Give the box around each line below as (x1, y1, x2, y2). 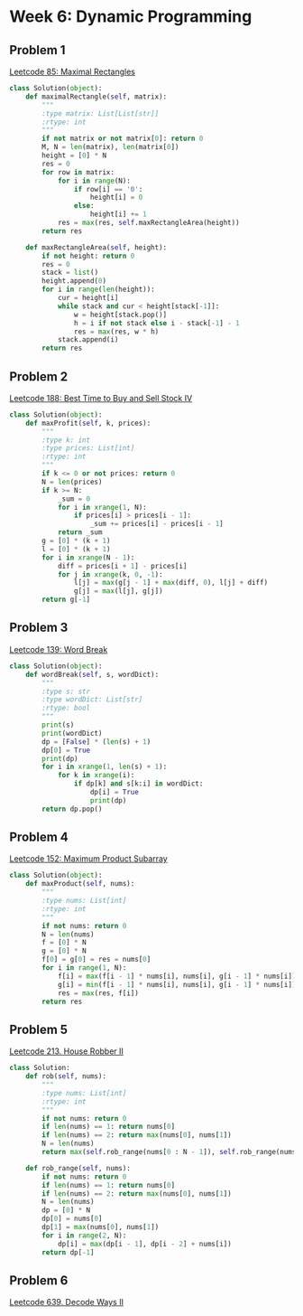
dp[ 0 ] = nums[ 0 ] (41, 1214, 103, 1224)
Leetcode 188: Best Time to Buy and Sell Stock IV (9, 392, 193, 403)
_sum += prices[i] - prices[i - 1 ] (89, 520, 224, 529)
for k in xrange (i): (57, 771, 135, 780)
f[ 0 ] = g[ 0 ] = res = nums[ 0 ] (41, 955, 151, 964)
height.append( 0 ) (41, 277, 106, 286)
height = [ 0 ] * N (41, 151, 106, 160)
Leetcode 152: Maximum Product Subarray (9, 853, 169, 864)
